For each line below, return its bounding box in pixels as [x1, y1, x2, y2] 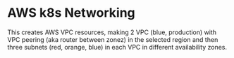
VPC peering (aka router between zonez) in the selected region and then [7, 35, 218, 43]
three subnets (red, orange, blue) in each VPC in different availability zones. [7, 43, 228, 51]
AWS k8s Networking [7, 5, 135, 21]
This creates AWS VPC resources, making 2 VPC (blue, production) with [7, 28, 217, 36]
